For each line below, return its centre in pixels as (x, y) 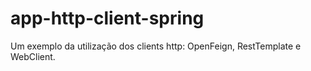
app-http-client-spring (107, 18)
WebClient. (33, 56)
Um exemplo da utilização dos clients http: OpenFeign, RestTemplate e (156, 46)
